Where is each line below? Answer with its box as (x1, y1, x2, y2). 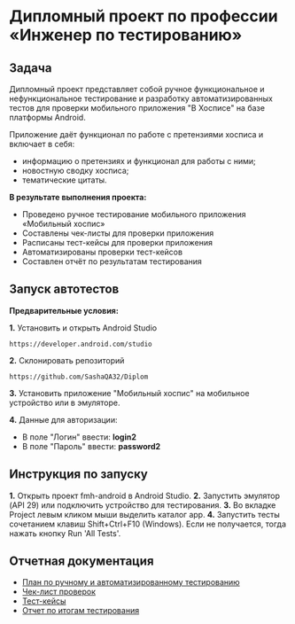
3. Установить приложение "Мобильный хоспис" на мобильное (9, 387, 250, 398)
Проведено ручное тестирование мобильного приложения (21, 209, 246, 219)
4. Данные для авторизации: (9, 414, 118, 425)
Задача (9, 60, 52, 75)
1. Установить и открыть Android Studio (9, 322, 158, 333)
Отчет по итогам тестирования (21, 605, 140, 616)
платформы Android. (9, 113, 86, 122)
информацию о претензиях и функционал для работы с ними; (21, 156, 257, 166)
